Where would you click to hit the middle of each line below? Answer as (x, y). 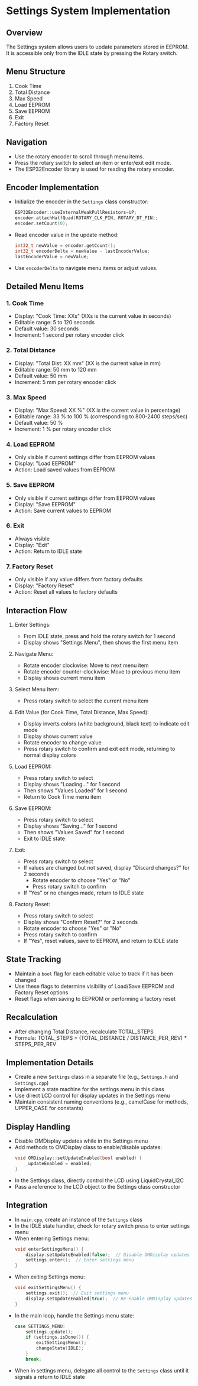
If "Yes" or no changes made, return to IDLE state (84, 893)
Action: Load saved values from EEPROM (65, 470)
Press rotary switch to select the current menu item (86, 701)
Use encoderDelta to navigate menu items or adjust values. (86, 268)
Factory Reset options (41, 992)
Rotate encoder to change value (62, 742)
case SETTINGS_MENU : (40, 1326)
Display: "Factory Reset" (45, 585)
